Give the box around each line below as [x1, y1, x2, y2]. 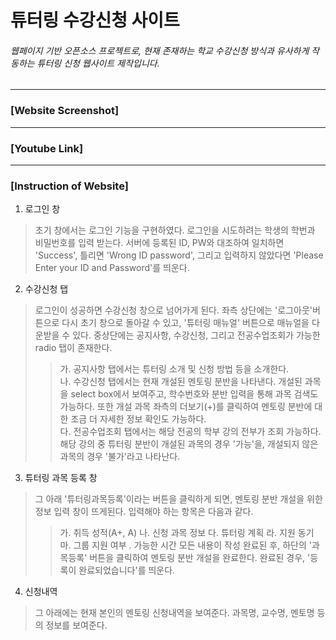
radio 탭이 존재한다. [34, 342, 113, 354]
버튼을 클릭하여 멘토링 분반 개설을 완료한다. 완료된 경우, [89, 552, 306, 564]
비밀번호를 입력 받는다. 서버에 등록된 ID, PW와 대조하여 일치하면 [34, 237, 285, 249]
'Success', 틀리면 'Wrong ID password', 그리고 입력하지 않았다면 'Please [34, 249, 324, 261]
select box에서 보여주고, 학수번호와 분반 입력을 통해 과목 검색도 [70, 388, 319, 400]
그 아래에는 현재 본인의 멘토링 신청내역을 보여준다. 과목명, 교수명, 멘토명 [34, 607, 315, 619]
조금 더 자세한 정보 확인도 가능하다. [70, 413, 207, 425]
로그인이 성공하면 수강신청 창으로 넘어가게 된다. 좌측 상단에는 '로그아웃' [34, 304, 313, 316]
